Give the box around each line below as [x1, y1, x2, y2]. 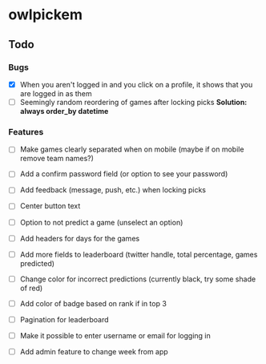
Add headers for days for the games [19, 233, 140, 243]
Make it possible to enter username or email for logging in [19, 330, 211, 340]
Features [8, 126, 44, 137]
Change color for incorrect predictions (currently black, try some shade [19, 274, 256, 284]
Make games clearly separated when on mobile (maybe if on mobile [19, 144, 244, 154]
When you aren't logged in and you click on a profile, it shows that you [19, 79, 253, 89]
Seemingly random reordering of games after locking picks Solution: [19, 97, 248, 107]
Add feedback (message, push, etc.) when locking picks [19, 185, 207, 195]
